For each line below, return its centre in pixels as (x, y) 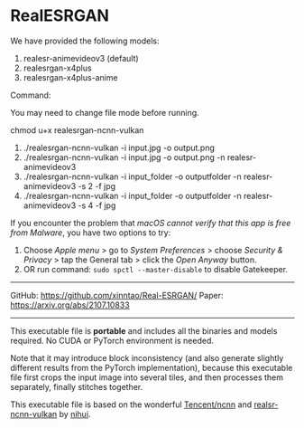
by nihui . (75, 414)
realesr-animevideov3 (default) (81, 58)
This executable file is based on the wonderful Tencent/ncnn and (131, 404)
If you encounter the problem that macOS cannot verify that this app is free (151, 223)
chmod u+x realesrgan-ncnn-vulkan (77, 130)
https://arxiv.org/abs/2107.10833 (70, 305)
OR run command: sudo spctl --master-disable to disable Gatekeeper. (155, 269)
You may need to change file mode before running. (105, 112)
